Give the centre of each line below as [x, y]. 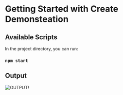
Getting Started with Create [62, 9]
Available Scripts [31, 37]
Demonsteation [37, 19]
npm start [17, 61]
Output [16, 76]
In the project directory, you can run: [42, 49]
